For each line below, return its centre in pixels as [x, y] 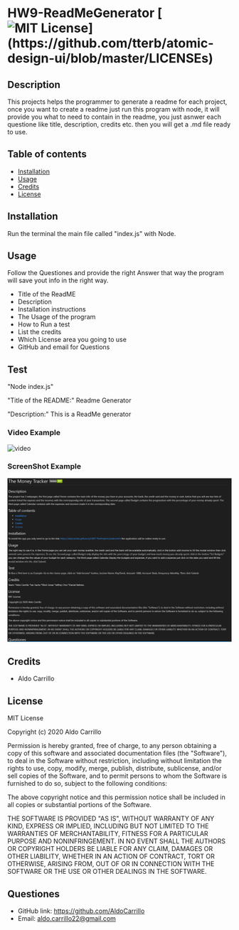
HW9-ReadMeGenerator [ [85, 13]
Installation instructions [52, 309]
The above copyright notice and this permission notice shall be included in [116, 797]
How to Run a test [44, 324]
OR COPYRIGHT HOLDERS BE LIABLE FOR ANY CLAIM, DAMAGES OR [110, 849]
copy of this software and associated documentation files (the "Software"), [117, 753]
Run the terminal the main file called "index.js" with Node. [92, 233]
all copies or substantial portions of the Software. [79, 805]
